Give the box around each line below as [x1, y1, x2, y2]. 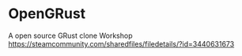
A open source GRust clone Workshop [8, 31, 133, 40]
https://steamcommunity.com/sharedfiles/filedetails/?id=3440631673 [8, 39, 235, 48]
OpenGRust [8, 5, 86, 23]
